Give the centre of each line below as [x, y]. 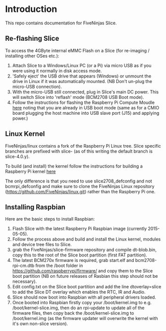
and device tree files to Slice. [42, 245]
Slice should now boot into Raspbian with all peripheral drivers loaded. [84, 297]
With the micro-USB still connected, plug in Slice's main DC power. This [85, 92]
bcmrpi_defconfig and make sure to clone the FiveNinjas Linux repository [80, 186]
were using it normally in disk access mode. [57, 71]
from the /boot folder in [59, 266]
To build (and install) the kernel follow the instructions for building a [74, 166]
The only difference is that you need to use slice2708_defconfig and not [79, 181]
